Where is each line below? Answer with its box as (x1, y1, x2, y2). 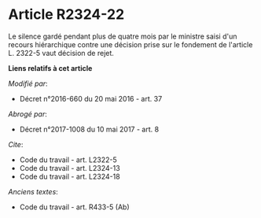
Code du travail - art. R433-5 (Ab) (19, 202, 130, 212)
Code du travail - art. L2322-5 (19, 155, 117, 164)
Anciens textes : (8, 187, 59, 196)
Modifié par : (8, 79, 49, 88)
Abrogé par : (8, 109, 47, 119)
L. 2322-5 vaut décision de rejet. (8, 48, 114, 57)
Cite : (8, 139, 24, 149)
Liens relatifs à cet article (8, 63, 93, 72)
